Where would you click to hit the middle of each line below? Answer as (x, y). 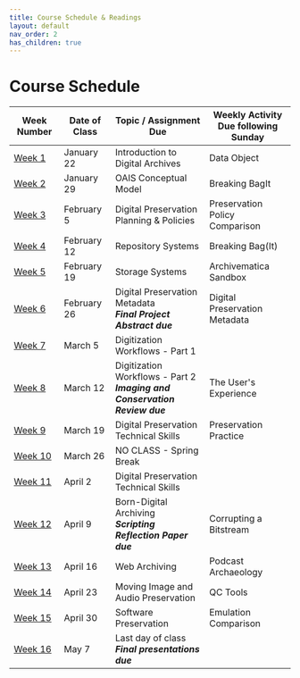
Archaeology (236, 573)
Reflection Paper (151, 535)
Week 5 (30, 272)
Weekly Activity (248, 115)
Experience (233, 394)
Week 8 (30, 388)
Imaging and (142, 388)
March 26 (84, 456)
